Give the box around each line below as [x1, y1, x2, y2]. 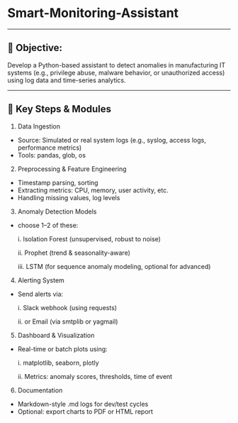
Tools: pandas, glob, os [17, 150, 86, 159]
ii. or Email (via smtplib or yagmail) [17, 317, 118, 326]
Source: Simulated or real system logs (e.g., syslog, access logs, [17, 136, 207, 144]
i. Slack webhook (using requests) [17, 303, 118, 312]
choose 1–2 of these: [17, 221, 79, 229]
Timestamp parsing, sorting [17, 178, 98, 187]
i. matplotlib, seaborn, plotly [17, 358, 99, 367]
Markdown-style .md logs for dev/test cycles [17, 400, 149, 408]
